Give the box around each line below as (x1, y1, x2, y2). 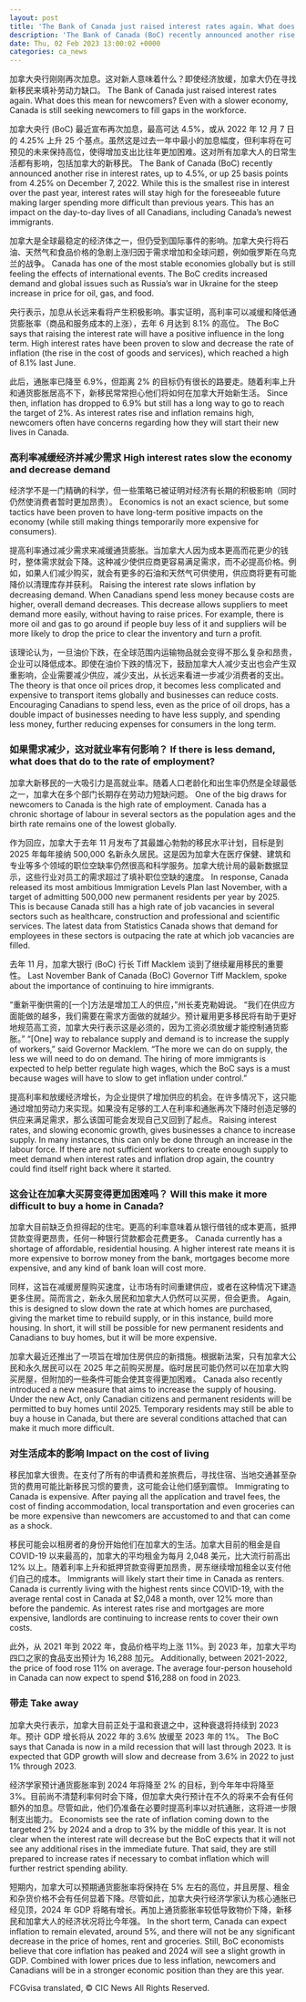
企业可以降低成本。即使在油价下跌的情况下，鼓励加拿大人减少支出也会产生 (9, 659, 289, 669)
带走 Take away (9, 1697, 79, 1710)
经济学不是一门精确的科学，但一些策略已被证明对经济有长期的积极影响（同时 (9, 485, 297, 496)
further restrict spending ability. (9, 1862, 128, 1873)
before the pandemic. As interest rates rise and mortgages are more (9, 1603, 265, 1614)
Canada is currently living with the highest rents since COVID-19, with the (9, 1583, 284, 1594)
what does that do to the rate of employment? (9, 755, 216, 768)
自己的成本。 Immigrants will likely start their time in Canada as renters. (16, 1573, 285, 1584)
